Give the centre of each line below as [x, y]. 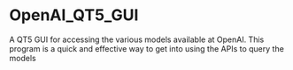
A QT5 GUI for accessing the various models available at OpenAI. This [137, 39]
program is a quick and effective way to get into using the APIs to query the [147, 48]
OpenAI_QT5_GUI [74, 15]
